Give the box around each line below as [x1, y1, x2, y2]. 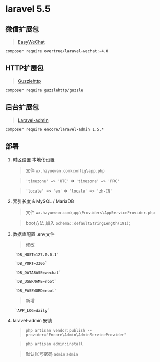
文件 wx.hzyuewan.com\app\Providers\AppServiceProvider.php [25, 209, 155, 216]
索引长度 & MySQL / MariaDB [12, 198, 74, 204]
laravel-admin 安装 [12, 318, 52, 324]
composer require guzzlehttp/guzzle [5, 88, 83, 93]
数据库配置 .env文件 [12, 231, 55, 237]
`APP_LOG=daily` [15, 308, 50, 313]
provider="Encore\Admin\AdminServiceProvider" [25, 332, 127, 338]
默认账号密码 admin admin [25, 351, 78, 357]
